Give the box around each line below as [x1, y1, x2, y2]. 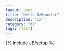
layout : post [5, 7, 33, 13]
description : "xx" [5, 17, 44, 22]
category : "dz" [5, 21, 37, 27]
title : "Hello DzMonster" [5, 12, 59, 17]
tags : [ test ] [5, 26, 33, 31]
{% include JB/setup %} [5, 40, 55, 46]
